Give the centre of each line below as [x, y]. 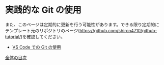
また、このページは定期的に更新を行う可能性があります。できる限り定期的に [82, 24]
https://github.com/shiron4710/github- [118, 30]
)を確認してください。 [43, 37]
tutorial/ [13, 37]
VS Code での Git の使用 [37, 47]
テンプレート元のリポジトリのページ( [42, 30]
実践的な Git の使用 [43, 10]
